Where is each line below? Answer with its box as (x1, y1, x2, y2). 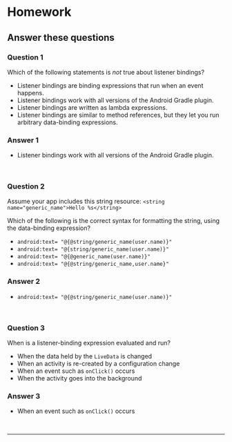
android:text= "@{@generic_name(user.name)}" (17, 253, 151, 260)
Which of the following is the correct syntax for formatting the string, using (7, 217, 220, 225)
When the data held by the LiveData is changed (17, 352, 153, 361)
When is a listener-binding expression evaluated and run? (7, 339, 171, 347)
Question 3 (7, 323, 45, 332)
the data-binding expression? (7, 224, 91, 232)
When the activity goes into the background (17, 374, 142, 383)
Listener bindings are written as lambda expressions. (17, 103, 168, 111)
